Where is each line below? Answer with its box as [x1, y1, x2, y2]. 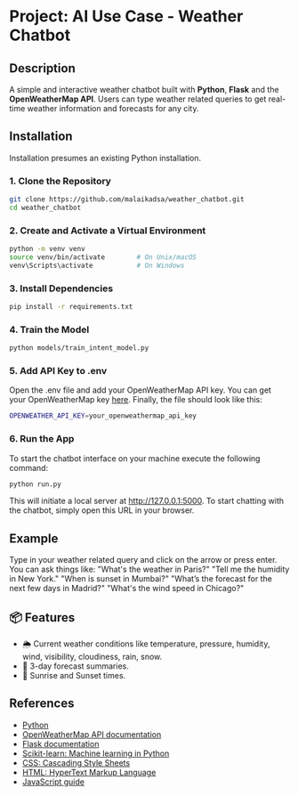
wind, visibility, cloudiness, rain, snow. [21, 652, 163, 662]
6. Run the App [9, 433, 75, 445]
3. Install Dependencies [9, 282, 114, 295]
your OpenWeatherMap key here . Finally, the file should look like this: [9, 394, 262, 405]
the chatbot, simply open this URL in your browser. [9, 505, 195, 516]
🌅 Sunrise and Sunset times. [21, 670, 126, 681]
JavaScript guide [21, 776, 85, 787]
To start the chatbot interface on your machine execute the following [9, 452, 261, 464]
